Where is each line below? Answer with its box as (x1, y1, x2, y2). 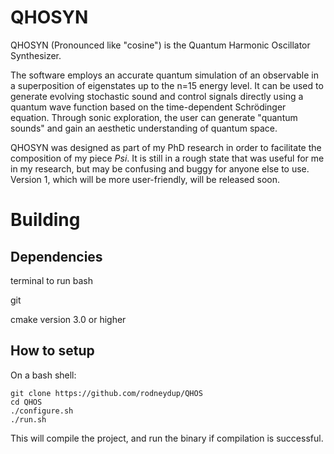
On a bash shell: (10, 369, 77, 381)
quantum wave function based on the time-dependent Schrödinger (10, 101, 287, 113)
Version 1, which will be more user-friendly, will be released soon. (10, 173, 280, 185)
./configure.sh (10, 406, 74, 416)
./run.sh (10, 414, 47, 425)
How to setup (10, 342, 95, 360)
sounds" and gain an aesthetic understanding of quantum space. (10, 122, 278, 134)
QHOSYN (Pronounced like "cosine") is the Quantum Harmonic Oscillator (10, 39, 311, 51)
